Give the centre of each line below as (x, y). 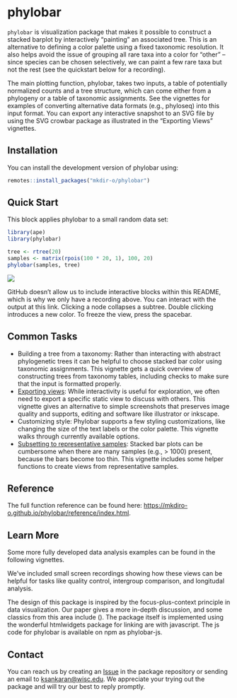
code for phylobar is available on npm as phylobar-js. (85, 632)
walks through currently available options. (79, 436)
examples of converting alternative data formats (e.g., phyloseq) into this (114, 105)
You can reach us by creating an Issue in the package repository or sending (118, 672)
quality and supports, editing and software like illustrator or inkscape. (118, 414)
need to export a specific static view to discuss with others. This (111, 399)
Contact (25, 655)
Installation (33, 150)
